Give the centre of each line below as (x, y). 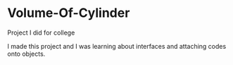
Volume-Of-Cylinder (69, 13)
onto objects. (26, 54)
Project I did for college (41, 32)
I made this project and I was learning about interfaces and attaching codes (117, 46)
